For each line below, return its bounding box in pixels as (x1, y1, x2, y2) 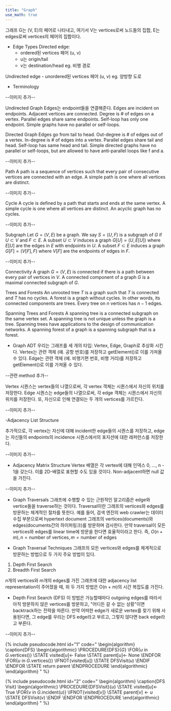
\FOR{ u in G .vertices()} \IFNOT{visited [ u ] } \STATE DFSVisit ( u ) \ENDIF (5, 657, 150, 663)
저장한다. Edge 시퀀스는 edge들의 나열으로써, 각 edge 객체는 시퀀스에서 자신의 (5, 389, 162, 396)
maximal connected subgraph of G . (5, 279, 79, 286)
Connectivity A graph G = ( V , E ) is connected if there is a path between (5, 269, 154, 275)
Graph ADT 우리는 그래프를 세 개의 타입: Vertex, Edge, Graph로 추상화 (12, 342, 154, 348)
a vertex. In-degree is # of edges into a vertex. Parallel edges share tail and (5, 136, 163, 143)
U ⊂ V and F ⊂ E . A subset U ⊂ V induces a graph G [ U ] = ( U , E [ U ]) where (5, 237, 161, 243)
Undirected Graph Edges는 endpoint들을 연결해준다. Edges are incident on (5, 105, 159, 111)
